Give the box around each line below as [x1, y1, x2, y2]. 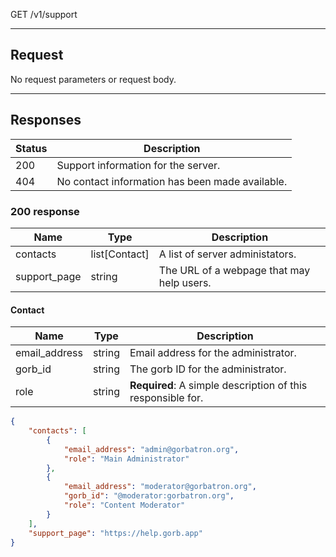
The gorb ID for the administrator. [129, 362, 287, 376]
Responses [10, 112, 82, 129]
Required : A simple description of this [129, 379, 308, 393]
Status [15, 141, 48, 155]
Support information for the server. [56, 158, 221, 172]
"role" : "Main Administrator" [63, 454, 190, 464]
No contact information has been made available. [56, 174, 288, 188]
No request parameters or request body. [10, 73, 177, 85]
